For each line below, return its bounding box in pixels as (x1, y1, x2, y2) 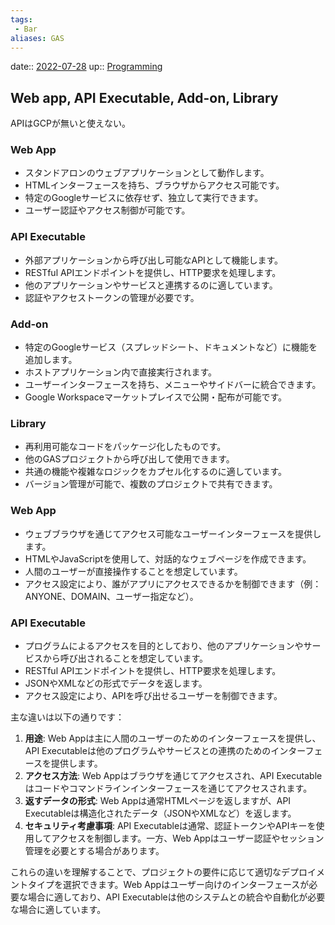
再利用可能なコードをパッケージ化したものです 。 (24, 441, 227, 453)
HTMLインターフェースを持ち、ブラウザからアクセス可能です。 (24, 179, 285, 191)
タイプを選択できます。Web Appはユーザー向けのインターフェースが (27, 878, 310, 890)
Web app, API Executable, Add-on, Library (10, 89, 279, 106)
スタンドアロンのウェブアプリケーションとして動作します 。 (24, 167, 270, 179)
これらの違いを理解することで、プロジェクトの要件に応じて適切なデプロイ (10, 866, 317, 878)
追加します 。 (24, 354, 78, 366)
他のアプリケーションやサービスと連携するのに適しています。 (24, 279, 278, 291)
